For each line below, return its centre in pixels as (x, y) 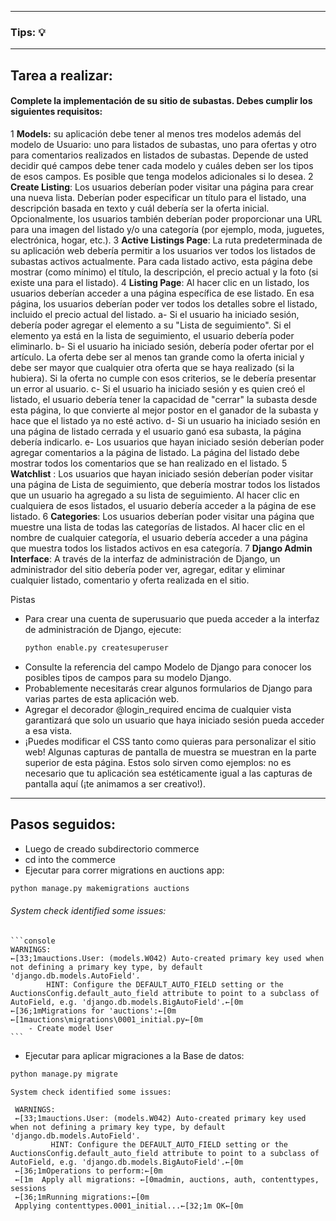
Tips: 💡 (28, 32)
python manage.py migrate (64, 1074)
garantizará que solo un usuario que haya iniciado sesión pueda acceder (174, 720)
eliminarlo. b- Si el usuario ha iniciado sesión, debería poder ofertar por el (162, 346)
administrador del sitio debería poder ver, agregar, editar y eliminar (148, 569)
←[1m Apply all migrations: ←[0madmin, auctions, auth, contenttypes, (167, 1179)
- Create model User (71, 1028)
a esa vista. (48, 730)
